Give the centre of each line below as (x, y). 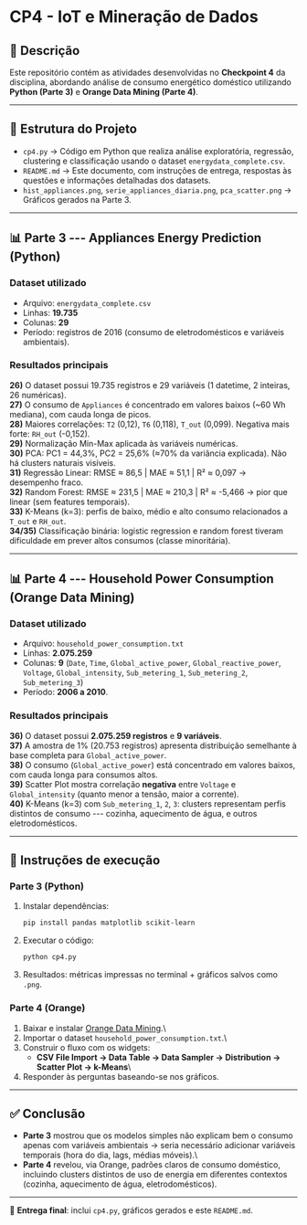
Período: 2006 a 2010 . (65, 692)
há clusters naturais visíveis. (63, 462)
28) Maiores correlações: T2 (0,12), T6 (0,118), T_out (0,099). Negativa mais (149, 424)
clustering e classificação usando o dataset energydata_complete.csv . (154, 161)
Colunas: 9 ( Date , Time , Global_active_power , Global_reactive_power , (152, 663)
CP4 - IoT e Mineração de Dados (134, 17)
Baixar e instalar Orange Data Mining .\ (94, 1028)
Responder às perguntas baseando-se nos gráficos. (121, 1076)
